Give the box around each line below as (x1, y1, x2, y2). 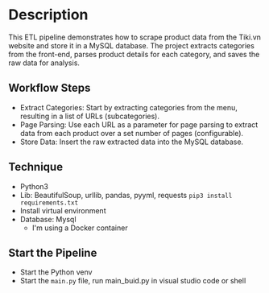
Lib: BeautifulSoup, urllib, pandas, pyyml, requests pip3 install (19, 190, 233, 200)
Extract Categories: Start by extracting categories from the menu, (19, 102, 238, 112)
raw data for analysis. (8, 58, 81, 68)
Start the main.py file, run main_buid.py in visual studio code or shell (19, 276, 246, 286)
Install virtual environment (19, 205, 106, 215)
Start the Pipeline (8, 246, 97, 259)
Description (8, 6, 89, 24)
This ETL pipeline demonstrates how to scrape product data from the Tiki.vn (8, 32, 262, 42)
